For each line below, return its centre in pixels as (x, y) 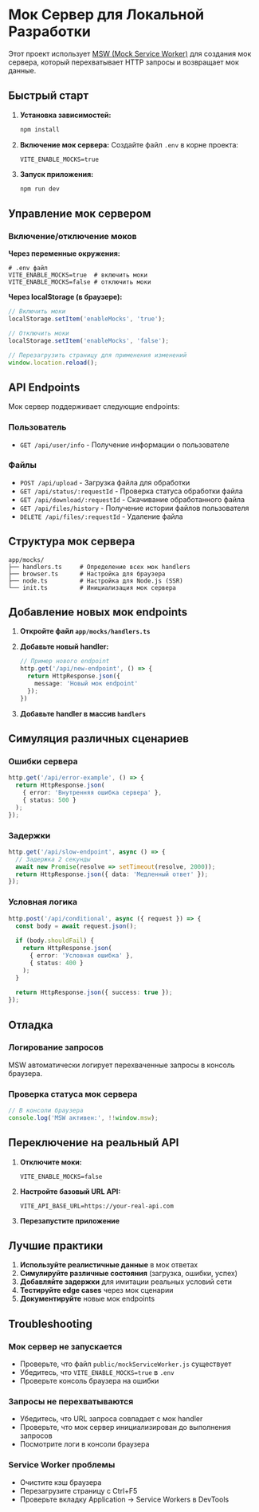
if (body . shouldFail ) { (55, 941)
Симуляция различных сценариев (99, 739)
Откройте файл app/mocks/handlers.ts (85, 631)
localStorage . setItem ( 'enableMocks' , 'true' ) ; (87, 319)
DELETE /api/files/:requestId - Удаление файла (101, 516)
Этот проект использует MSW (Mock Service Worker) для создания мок (130, 53)
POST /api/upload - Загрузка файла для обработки (105, 482)
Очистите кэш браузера (61, 1482)
